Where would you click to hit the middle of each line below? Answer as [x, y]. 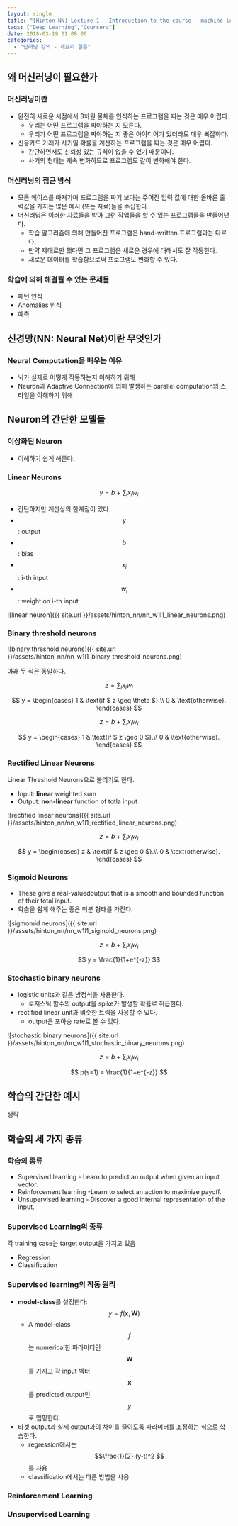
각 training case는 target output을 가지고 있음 [72, 1243]
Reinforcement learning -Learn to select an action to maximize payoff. [119, 1192]
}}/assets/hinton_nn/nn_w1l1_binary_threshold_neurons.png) [95, 656]
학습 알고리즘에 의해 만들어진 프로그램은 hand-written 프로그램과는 [121, 233]
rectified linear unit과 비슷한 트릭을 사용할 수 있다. [87, 1012]
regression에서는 [52, 1444]
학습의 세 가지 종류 [45, 1139]
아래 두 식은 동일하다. [36, 671]
